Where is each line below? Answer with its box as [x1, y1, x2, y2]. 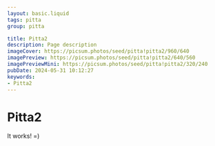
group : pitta [7, 23, 45, 29]
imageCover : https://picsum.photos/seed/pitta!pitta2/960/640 [7, 48, 190, 55]
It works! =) [7, 132, 40, 141]
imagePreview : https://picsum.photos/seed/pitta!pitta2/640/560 [7, 54, 196, 62]
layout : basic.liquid [7, 10, 70, 17]
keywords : [7, 73, 36, 80]
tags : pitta [7, 16, 41, 23]
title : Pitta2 [7, 35, 48, 42]
